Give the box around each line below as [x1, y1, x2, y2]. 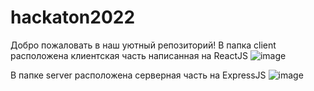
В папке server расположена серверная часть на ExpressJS [10, 69, 267, 81]
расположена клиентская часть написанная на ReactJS [10, 49, 248, 61]
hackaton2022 [10, 6, 136, 29]
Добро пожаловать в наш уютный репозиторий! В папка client [10, 39, 277, 51]
